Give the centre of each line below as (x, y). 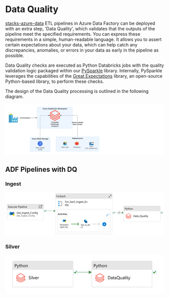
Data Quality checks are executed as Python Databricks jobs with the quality (84, 65)
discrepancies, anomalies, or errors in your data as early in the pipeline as (82, 50)
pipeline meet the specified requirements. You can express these (73, 34)
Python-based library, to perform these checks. (55, 81)
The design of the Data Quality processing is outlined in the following (77, 91)
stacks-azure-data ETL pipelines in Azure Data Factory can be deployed (80, 23)
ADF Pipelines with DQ (41, 169)
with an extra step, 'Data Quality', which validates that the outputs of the (80, 28)
